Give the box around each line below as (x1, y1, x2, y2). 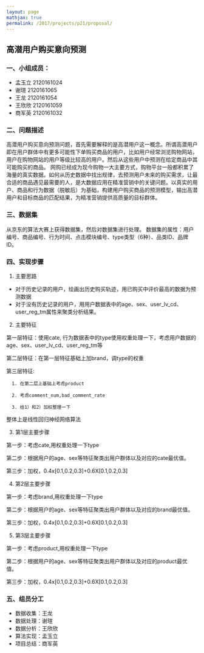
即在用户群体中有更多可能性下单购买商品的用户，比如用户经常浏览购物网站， (6, 148, 198, 156)
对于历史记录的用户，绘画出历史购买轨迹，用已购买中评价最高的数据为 (15, 285, 191, 292)
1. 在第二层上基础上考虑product (12, 380, 84, 386)
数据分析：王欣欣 (15, 625, 58, 632)
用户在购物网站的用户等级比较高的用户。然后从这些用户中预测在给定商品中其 (6, 156, 198, 163)
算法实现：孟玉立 (15, 632, 58, 640)
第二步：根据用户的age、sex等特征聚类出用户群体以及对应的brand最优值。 (6, 505, 194, 513)
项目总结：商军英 (15, 640, 58, 648)
